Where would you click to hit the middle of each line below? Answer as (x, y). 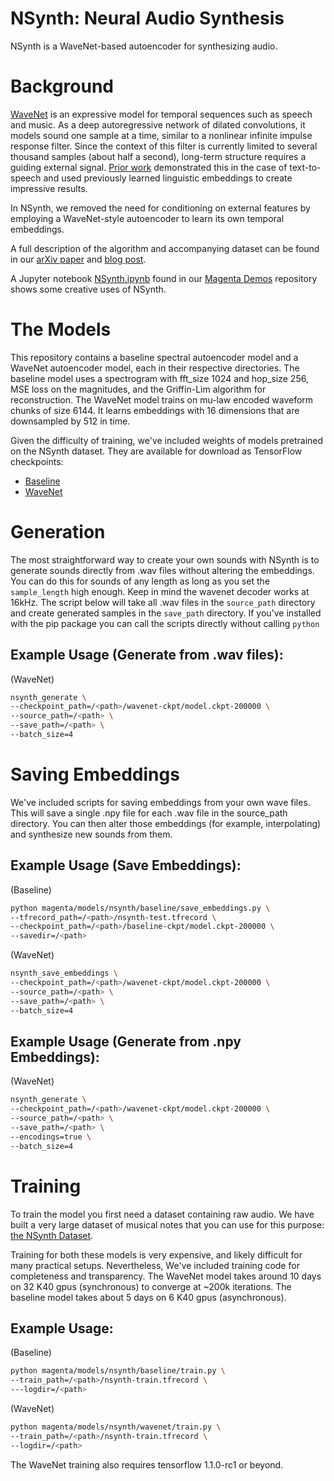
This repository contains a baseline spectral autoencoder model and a (154, 357)
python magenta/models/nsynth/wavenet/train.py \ (116, 1427)
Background (62, 86)
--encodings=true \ (51, 1137)
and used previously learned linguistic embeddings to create (168, 178)
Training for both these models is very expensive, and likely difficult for (156, 1254)
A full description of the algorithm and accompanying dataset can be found (165, 248)
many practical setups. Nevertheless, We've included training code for (155, 1265)
